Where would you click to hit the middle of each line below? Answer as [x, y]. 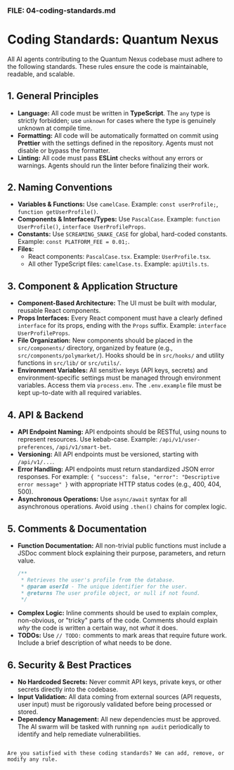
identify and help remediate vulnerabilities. [79, 734]
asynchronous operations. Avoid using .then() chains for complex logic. [122, 507]
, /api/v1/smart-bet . [82, 447]
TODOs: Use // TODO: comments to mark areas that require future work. [122, 636]
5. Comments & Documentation [77, 528]
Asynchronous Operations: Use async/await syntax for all [102, 499]
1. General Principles [53, 96]
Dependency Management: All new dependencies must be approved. [119, 719]
